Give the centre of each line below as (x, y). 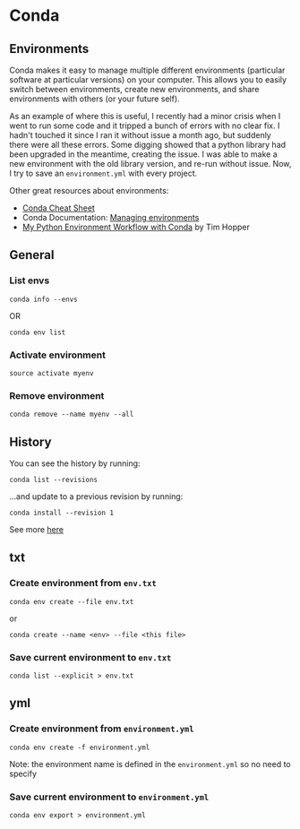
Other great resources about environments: (89, 190)
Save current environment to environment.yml (109, 797)
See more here (37, 530)
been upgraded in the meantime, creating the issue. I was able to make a (143, 154)
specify (23, 773)
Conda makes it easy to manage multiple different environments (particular (147, 70)
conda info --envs (43, 299)
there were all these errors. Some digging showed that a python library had (148, 145)
